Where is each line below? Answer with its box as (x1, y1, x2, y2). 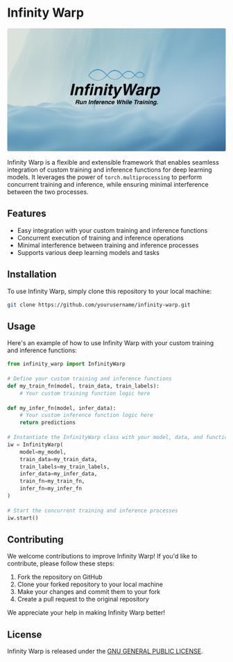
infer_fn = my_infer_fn (19, 485, 82, 493)
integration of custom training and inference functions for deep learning (7, 165, 213, 174)
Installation (7, 269, 57, 281)
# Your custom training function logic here (19, 390, 150, 397)
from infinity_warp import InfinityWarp (7, 361, 126, 367)
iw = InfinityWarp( (7, 441, 64, 448)
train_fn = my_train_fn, (19, 478, 85, 485)
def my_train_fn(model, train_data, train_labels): (7, 382, 159, 390)
